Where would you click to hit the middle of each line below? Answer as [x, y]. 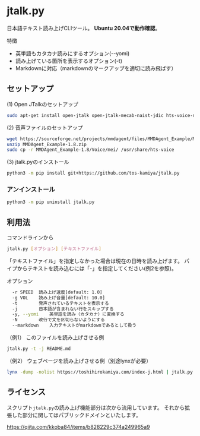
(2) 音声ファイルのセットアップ [45, 127]
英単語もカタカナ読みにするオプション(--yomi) [72, 53]
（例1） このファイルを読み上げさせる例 [55, 337]
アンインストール [31, 189]
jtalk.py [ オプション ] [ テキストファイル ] [54, 249]
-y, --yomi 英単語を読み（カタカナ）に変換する [68, 314]
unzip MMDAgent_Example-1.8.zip [47, 144]
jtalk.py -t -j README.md [39, 349]
